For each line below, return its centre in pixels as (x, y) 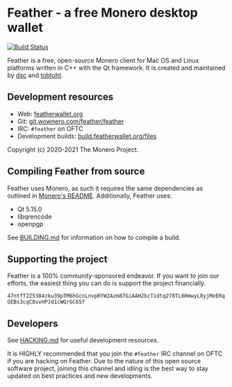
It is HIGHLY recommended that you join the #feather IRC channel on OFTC (115, 354)
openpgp (30, 223)
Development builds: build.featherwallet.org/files (87, 136)
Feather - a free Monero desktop (102, 13)
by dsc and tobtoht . (35, 75)
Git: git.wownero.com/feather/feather (71, 121)
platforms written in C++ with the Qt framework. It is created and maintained (116, 68)
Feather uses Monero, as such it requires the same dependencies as (105, 188)
